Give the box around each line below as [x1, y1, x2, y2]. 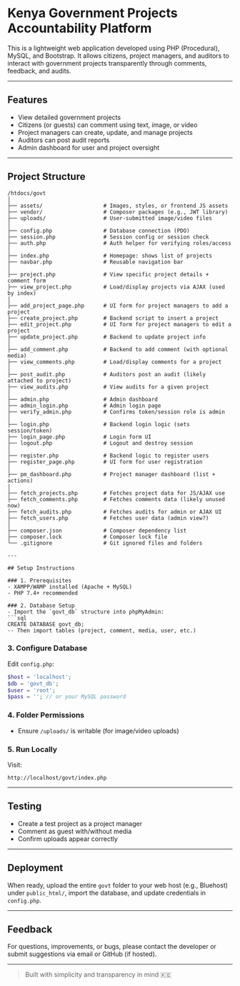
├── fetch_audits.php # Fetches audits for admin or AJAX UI [7, 508, 222, 515]
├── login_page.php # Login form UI [7, 433, 152, 441]
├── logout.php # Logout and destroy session [7, 439, 194, 447]
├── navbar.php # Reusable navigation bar [7, 258, 184, 266]
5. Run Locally [7, 744, 58, 754]
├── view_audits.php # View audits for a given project [7, 383, 209, 391]
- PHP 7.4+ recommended [7, 589, 79, 597]
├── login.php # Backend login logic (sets [7, 421, 191, 428]
